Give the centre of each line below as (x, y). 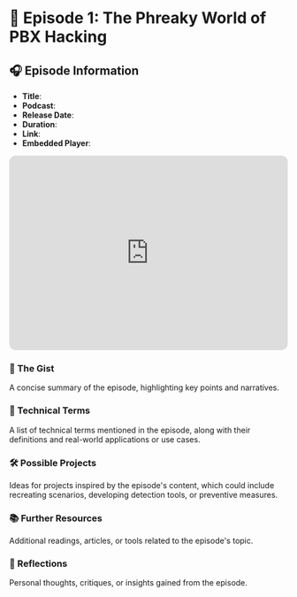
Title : (32, 96)
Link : (31, 134)
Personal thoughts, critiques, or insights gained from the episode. (128, 583)
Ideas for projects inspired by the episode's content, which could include (142, 485)
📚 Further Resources (56, 518)
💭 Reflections (38, 563)
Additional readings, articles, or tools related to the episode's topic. (131, 541)
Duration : (39, 124)
